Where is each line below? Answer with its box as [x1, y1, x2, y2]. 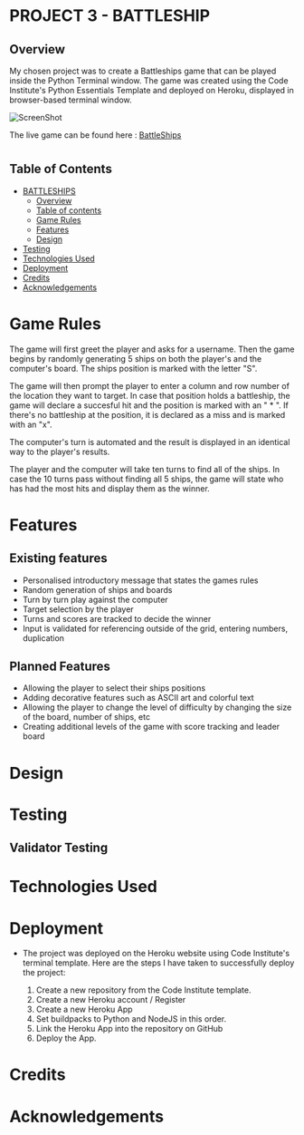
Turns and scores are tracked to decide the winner [22, 613, 212, 624]
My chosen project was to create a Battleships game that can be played [9, 65, 277, 76]
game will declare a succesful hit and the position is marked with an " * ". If [9, 400, 290, 411]
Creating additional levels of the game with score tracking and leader [22, 722, 280, 732]
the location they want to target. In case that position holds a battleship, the [9, 390, 291, 401]
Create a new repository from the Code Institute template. [35, 985, 252, 995]
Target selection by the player [22, 604, 134, 615]
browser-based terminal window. [9, 94, 133, 105]
